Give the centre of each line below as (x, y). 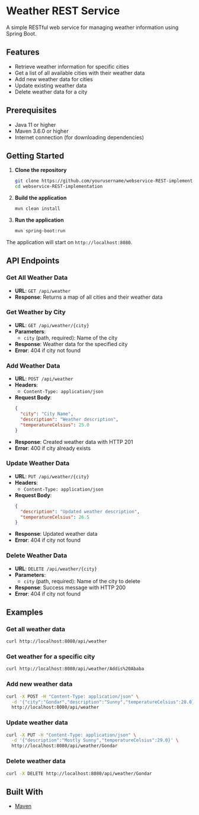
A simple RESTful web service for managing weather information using (92, 27)
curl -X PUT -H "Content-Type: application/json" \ (71, 735)
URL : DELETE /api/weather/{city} (56, 568)
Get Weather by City (36, 312)
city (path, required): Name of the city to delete (82, 581)
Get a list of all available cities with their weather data (80, 73)
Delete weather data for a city (51, 92)
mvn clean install (37, 209)
